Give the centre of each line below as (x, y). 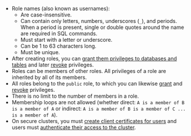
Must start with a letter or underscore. (66, 40)
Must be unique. (40, 52)
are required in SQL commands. (59, 34)
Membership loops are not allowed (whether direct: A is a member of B (98, 102)
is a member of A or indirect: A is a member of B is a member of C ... (99, 109)
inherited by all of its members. (49, 77)
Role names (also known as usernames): (61, 9)
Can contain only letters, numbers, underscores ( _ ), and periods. (99, 21)
